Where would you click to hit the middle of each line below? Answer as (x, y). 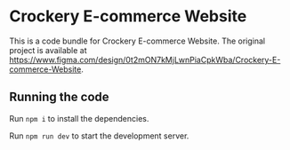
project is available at (48, 50)
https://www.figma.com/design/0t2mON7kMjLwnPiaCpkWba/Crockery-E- (145, 59)
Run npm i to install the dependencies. (79, 118)
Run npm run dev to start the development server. (99, 136)
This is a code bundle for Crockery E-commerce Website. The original (137, 41)
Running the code (59, 97)
